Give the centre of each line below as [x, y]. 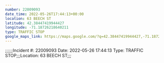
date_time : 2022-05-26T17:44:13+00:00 [44, 14]
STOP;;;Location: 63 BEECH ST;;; [38, 55]
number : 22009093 [23, 9]
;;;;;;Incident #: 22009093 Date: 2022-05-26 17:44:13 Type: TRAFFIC [74, 50]
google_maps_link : [24, 37]
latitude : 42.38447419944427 [35, 23]
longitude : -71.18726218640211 [37, 28]
